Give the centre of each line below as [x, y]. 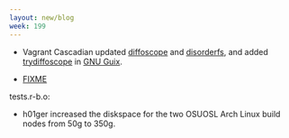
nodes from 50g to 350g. [69, 124]
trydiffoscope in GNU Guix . [72, 61]
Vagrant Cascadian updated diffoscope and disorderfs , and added [145, 51]
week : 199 [28, 26]
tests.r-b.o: [30, 97]
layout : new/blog [42, 18]
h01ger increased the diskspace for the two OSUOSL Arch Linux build [151, 114]
